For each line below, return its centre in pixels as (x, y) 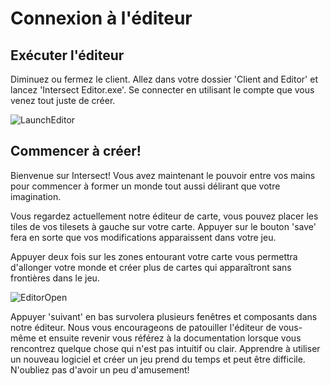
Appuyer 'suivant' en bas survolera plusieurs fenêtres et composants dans (164, 316)
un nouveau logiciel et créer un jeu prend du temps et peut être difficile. (158, 359)
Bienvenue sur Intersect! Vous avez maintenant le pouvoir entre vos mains (163, 175)
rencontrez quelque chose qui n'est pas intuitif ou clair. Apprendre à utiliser (165, 348)
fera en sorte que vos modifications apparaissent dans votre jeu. (143, 237)
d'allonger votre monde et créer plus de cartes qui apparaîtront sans (151, 267)
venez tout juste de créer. (63, 100)
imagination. (36, 196)
